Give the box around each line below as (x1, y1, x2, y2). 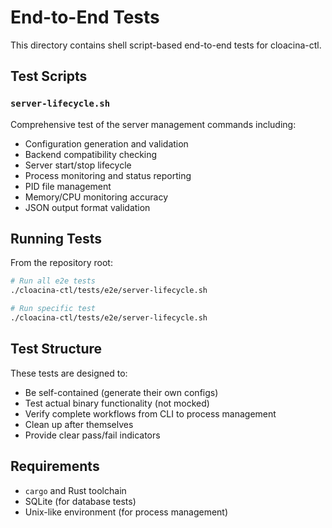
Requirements (10, 458, 100, 475)
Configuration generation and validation (24, 137, 189, 150)
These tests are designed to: (10, 367, 128, 379)
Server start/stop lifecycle (24, 159, 132, 171)
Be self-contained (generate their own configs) (24, 386, 219, 398)
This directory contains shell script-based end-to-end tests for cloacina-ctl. (10, 39, 322, 51)
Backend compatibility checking (24, 148, 158, 160)
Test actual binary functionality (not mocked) (24, 397, 210, 409)
